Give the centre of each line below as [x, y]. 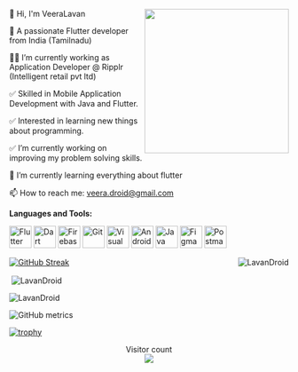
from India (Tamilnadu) [51, 40]
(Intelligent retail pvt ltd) [53, 76]
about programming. [47, 131]
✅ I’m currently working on [58, 148]
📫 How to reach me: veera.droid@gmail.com [92, 193]
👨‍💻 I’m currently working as [59, 57]
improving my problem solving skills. [76, 158]
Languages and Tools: [51, 214]
